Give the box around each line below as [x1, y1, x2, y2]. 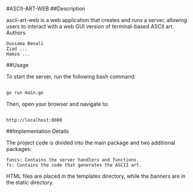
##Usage [6, 62, 29, 68]
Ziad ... [6, 46, 28, 52]
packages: [6, 145, 32, 152]
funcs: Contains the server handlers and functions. [6, 157, 140, 163]
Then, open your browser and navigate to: [6, 100, 109, 108]
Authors [6, 29, 26, 36]
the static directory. [6, 178, 54, 186]
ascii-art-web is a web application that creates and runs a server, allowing [6, 17, 187, 23]
